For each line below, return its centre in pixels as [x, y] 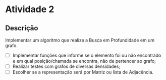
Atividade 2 [30, 9]
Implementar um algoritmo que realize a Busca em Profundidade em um [80, 40]
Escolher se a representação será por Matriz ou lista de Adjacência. [83, 72]
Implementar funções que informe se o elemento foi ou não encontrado [87, 55]
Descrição [22, 28]
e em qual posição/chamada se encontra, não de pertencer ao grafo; [84, 61]
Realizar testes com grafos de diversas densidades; [66, 66]
